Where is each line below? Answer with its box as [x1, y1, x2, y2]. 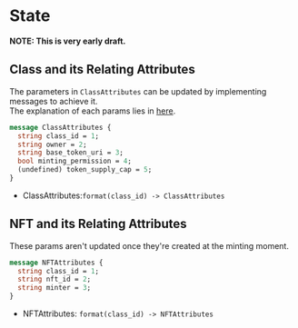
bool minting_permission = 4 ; [17, 156, 132, 166]
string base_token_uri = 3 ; [17, 148, 124, 157]
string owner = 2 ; [17, 140, 88, 149]
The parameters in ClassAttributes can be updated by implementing [9, 85, 267, 96]
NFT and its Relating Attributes [9, 216, 188, 232]
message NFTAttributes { [9, 258, 104, 267]
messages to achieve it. [9, 95, 98, 106]
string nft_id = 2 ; [17, 274, 92, 284]
